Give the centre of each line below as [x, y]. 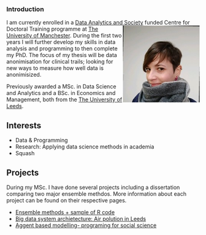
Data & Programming [42, 141]
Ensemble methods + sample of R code [65, 212]
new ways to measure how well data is [55, 68]
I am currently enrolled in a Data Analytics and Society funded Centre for [98, 23]
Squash [25, 153]
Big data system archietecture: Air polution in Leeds [80, 218]
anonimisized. [24, 75]
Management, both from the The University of [64, 99]
